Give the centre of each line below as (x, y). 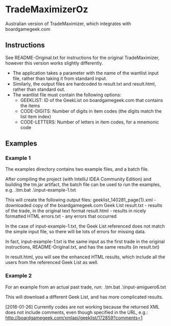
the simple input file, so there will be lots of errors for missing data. (76, 232)
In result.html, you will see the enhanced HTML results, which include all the (85, 257)
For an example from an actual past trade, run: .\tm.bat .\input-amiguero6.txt (86, 287)
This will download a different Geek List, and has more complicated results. (84, 297)
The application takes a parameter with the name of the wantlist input (86, 73)
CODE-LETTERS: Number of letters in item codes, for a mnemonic (90, 122)
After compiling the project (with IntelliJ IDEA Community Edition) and (78, 179)
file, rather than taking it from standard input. (60, 78)
